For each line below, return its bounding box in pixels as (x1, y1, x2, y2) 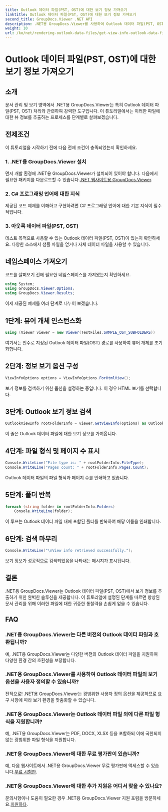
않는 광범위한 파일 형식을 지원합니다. (5, 737, 76, 743)
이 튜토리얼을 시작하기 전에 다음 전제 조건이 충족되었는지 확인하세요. (5, 144, 137, 150)
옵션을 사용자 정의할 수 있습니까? (5, 678, 79, 685)
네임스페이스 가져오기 (5, 257, 67, 266)
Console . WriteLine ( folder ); (14, 509, 72, 514)
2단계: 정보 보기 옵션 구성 (5, 362, 78, 370)
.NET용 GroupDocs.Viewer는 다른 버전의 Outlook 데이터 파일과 (5, 631, 153, 638)
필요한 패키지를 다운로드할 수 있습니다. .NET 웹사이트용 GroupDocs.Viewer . (5, 177, 152, 183)
